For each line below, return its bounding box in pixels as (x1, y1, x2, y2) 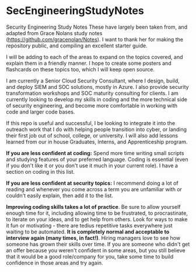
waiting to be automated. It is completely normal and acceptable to (6, 228, 170, 235)
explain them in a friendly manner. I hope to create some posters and (6, 60, 171, 67)
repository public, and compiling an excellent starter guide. (6, 42, 148, 49)
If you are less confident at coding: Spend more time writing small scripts (6, 149, 184, 156)
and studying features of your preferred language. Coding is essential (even (6, 156, 188, 163)
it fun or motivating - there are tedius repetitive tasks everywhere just (6, 222, 173, 229)
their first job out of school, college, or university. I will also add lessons (6, 132, 178, 139)
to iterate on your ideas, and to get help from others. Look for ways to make (6, 215, 188, 223)
